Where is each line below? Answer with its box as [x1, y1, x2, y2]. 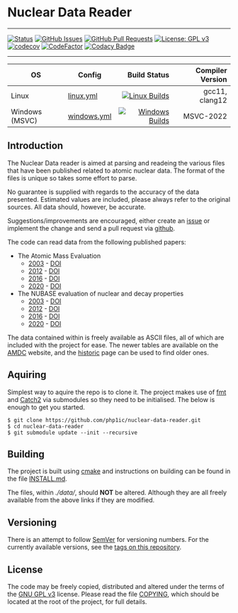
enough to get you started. [7, 403, 85, 411]
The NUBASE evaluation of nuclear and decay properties [17, 289, 184, 298]
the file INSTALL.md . [7, 474, 67, 483]
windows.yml [67, 111, 112, 121]
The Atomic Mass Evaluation [17, 251, 101, 260]
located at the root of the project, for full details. [7, 597, 147, 606]
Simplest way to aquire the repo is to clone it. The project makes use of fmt [7, 388, 227, 396]
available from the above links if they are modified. [7, 496, 155, 504]
